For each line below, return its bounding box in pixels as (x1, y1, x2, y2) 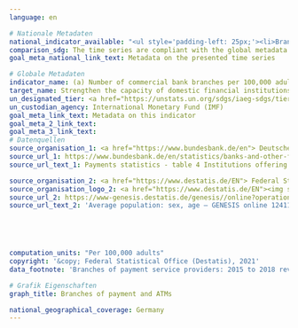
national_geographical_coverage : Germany (9, 305, 165, 315)
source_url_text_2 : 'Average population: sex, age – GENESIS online (9, 201, 268, 210)
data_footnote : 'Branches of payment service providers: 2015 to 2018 (9, 265, 276, 274)
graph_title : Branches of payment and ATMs (9, 289, 173, 298)
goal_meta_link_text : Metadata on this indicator (9, 111, 197, 120)
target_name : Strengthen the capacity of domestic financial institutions (9, 86, 292, 95)
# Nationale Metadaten (9, 28, 93, 38)
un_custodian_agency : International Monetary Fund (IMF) (9, 103, 224, 112)
